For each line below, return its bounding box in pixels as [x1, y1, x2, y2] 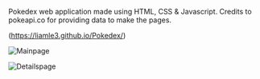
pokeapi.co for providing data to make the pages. [8, 15, 171, 25]
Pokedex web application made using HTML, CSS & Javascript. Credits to [8, 7, 252, 16]
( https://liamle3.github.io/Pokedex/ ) [8, 31, 126, 40]
